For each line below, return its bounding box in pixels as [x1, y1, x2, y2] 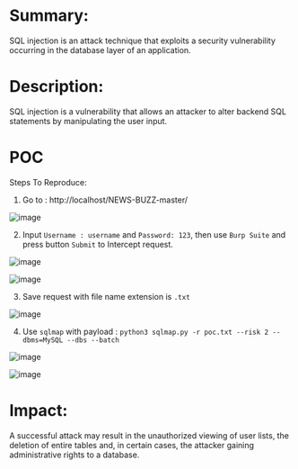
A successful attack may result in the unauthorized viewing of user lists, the [9, 429, 290, 441]
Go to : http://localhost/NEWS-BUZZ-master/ [22, 194, 188, 205]
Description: [9, 77, 104, 97]
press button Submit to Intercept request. [22, 239, 173, 249]
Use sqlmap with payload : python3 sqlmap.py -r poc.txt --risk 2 [22, 326, 269, 337]
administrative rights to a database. [9, 449, 140, 460]
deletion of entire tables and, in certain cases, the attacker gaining [9, 439, 254, 450]
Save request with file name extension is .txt [22, 291, 190, 302]
